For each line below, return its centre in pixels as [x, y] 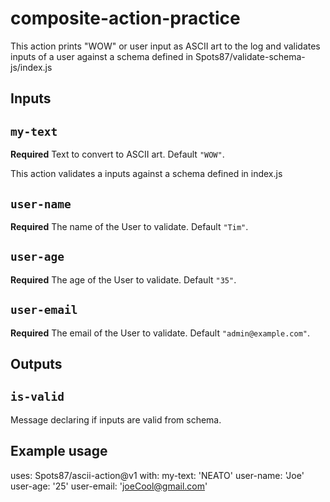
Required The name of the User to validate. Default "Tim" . [129, 226]
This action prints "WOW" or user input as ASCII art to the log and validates [165, 46]
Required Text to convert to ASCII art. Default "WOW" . [117, 154]
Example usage [59, 451]
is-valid [37, 397]
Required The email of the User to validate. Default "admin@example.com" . [160, 333]
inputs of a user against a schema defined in [102, 56]
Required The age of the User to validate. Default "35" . [123, 279]
